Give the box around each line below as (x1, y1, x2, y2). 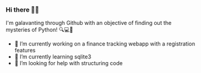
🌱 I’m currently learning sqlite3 (14, 53, 92, 60)
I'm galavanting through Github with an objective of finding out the (5, 19, 172, 27)
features (14, 47, 36, 54)
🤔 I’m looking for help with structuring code (14, 60, 123, 67)
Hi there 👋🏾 (5, 5, 39, 14)
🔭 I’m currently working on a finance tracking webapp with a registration (14, 40, 196, 47)
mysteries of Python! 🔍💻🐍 (5, 26, 73, 33)
